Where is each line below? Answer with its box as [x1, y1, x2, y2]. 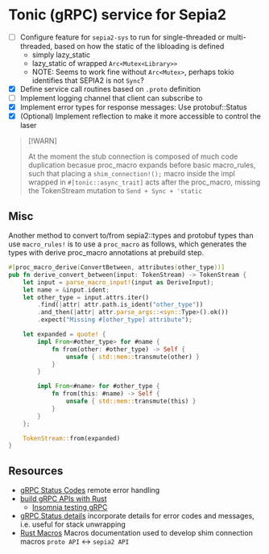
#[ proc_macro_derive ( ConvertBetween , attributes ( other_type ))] [8, 263, 226, 271]
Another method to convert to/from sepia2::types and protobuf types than [8, 231, 254, 241]
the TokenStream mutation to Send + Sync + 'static [27, 186, 203, 196]
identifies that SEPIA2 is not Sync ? [31, 76, 145, 85]
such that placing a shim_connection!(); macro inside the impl [27, 169, 235, 179]
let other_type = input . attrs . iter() [23, 293, 150, 301]
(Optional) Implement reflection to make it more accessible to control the [19, 111, 262, 122]
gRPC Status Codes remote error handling [19, 486, 160, 495]
